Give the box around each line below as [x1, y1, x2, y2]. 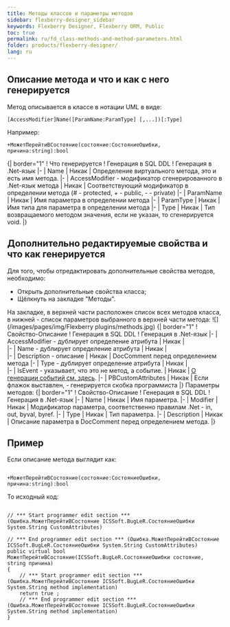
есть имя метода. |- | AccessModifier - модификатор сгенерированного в [7, 174, 222, 182]
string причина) [7, 560, 54, 567]
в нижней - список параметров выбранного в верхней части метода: [7, 315, 211, 323]
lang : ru [7, 49, 32, 56]
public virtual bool [7, 548, 67, 555]
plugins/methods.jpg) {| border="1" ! [95, 322, 198, 330]
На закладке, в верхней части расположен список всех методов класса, [7, 308, 222, 316]
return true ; [19, 590, 60, 597]
